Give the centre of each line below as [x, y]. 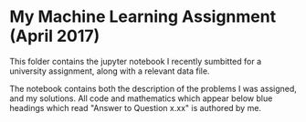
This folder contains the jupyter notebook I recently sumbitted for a [136, 61]
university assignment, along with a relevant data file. [110, 71]
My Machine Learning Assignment [143, 17]
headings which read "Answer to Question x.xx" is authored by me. [136, 107]
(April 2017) [55, 36]
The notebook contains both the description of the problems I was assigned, [153, 88]
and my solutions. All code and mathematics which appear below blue [141, 98]
